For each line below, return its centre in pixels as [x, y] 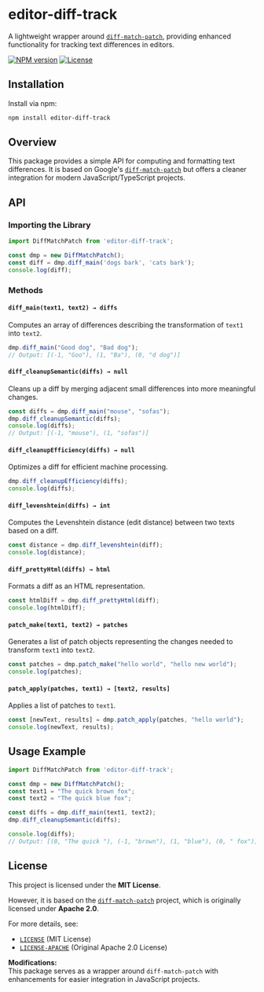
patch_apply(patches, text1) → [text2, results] [89, 689]
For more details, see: [43, 924]
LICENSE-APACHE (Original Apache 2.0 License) [93, 947]
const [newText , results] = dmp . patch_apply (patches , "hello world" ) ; [126, 720]
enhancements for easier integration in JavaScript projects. [104, 979]
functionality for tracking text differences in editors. [92, 44]
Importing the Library [50, 225]
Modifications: [33, 962]
